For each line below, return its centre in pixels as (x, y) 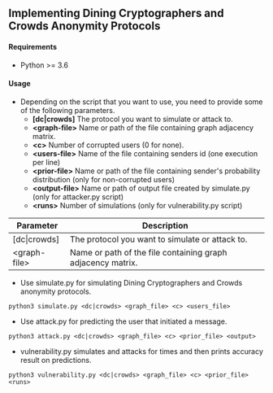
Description (165, 225)
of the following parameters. (67, 110)
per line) (46, 162)
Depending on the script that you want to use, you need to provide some (141, 102)
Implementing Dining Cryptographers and (116, 13)
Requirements (33, 46)
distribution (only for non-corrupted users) (104, 179)
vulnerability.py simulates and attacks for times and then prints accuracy (142, 351)
